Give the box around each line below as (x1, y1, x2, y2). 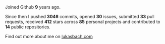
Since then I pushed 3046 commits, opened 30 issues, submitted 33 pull (5, 14, 155, 19)
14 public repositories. (5, 24, 51, 30)
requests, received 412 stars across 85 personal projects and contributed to (5, 19, 161, 24)
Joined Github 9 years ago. (5, 4, 61, 10)
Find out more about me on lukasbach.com (5, 34, 93, 39)
